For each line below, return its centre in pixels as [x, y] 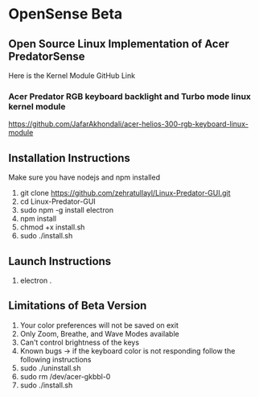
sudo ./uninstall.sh [51, 368]
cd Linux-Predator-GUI [58, 201]
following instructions [55, 359]
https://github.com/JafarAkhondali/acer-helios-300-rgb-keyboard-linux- [129, 124]
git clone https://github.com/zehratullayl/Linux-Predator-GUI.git [125, 193]
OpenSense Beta [66, 14]
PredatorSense [47, 56]
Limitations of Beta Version [78, 306]
